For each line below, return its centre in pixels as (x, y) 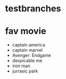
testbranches (33, 9)
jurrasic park (25, 71)
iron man (21, 66)
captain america (29, 45)
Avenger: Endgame (32, 55)
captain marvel (27, 50)
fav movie (26, 31)
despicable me (27, 61)
